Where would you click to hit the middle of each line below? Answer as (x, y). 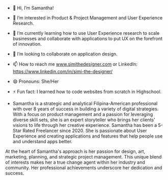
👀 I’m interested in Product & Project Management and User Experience (88, 18)
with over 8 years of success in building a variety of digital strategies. (86, 109)
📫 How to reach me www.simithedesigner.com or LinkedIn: (75, 64)
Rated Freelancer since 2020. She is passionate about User (85, 131)
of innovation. (27, 44)
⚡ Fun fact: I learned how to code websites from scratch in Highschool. (87, 92)
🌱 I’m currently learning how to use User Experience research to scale (86, 33)
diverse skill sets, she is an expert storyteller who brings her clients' (84, 120)
